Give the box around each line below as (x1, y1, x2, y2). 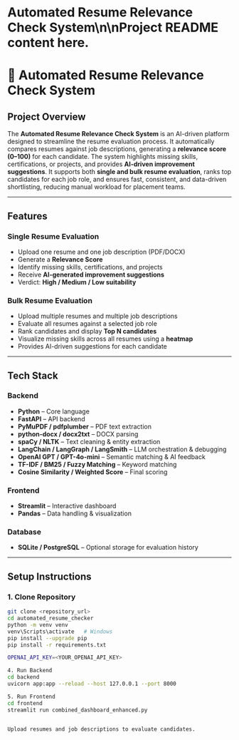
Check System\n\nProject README (7, 19, 219, 36)
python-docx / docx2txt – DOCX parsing (17, 429, 139, 438)
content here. (7, 35, 89, 51)
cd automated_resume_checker (7, 615, 94, 622)
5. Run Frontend (7, 693, 55, 700)
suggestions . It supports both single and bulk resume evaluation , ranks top (7, 168, 232, 176)
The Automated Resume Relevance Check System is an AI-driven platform (7, 130, 230, 138)
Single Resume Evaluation (7, 231, 100, 241)
